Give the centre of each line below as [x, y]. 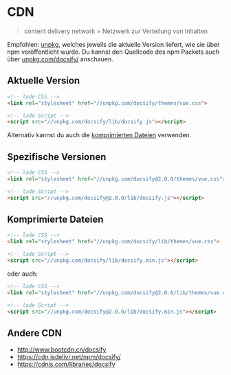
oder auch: [22, 274]
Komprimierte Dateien [55, 219]
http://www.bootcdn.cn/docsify [62, 349]
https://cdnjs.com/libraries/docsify [66, 364]
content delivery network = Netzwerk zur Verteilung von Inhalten [116, 31]
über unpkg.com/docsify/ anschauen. [60, 59]
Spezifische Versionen [57, 157]
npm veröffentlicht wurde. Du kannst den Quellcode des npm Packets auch [113, 52]
